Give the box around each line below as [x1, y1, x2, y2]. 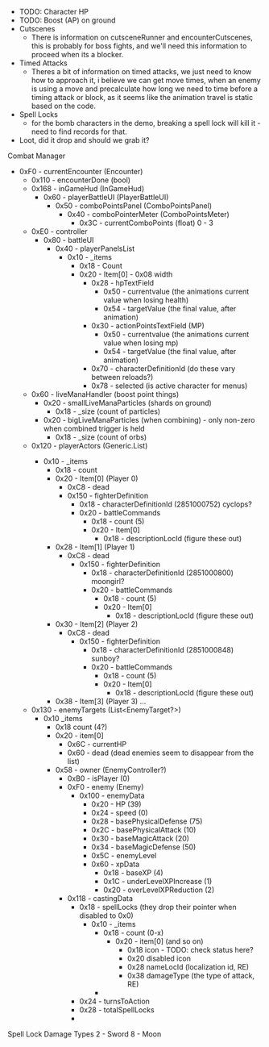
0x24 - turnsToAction [79, 996, 151, 1006]
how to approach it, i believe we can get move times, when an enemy [31, 76, 261, 85]
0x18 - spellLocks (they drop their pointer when [79, 903, 237, 911]
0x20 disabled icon [126, 953, 191, 963]
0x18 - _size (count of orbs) [55, 432, 147, 442]
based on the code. [31, 101, 96, 111]
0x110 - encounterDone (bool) [31, 175, 130, 185]
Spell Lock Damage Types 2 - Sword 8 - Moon [7, 1029, 162, 1039]
